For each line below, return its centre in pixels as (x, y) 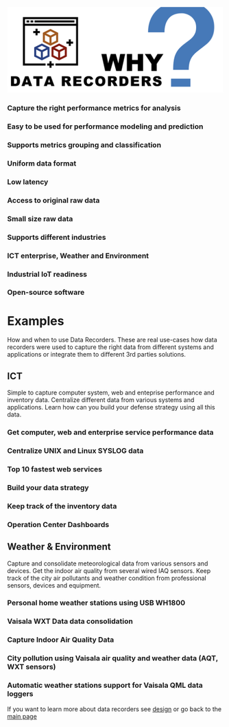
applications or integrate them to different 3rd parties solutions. (97, 355)
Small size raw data (40, 219)
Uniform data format (42, 164)
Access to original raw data (53, 200)
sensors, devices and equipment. (54, 585)
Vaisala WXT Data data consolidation (70, 621)
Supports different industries (57, 237)
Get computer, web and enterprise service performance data (110, 432)
